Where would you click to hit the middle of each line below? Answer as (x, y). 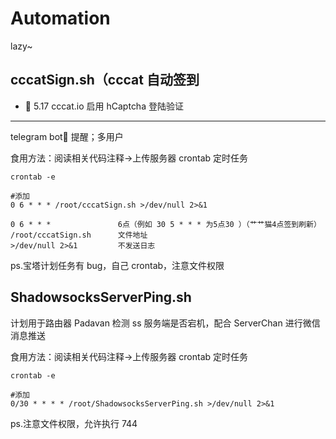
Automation (60, 18)
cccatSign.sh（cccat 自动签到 (105, 80)
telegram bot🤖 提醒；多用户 (67, 136)
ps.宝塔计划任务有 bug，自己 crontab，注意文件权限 (117, 265)
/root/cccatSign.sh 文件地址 (79, 235)
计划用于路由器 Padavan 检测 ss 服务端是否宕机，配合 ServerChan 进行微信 (165, 323)
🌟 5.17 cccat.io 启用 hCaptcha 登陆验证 (104, 106)
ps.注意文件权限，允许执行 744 (74, 423)
